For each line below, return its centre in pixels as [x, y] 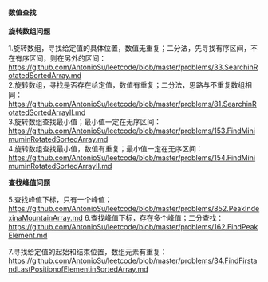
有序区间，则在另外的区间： [60, 58]
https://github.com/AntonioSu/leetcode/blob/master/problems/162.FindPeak [133, 227]
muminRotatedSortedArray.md [58, 139]
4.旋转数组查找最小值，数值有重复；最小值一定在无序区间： [106, 149]
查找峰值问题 [29, 182]
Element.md [28, 236]
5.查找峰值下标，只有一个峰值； [60, 200]
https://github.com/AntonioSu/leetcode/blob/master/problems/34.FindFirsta [133, 261]
